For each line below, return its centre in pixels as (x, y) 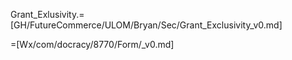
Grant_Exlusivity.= (47, 14)
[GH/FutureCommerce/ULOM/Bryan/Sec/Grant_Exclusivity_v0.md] (146, 25)
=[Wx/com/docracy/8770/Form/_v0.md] (92, 44)
